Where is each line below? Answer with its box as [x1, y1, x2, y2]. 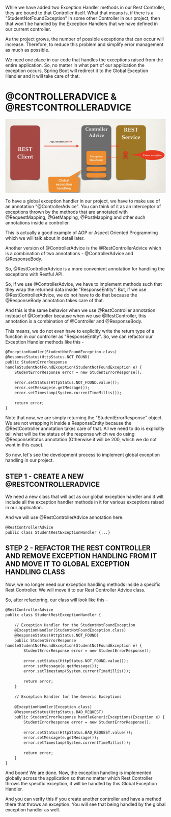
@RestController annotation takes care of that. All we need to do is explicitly [5, 425, 165, 432]
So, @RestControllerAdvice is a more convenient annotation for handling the [5, 266, 165, 272]
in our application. [5, 505, 43, 511]
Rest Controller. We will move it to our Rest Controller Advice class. [5, 586, 146, 593]
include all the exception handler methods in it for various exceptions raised [5, 499, 164, 505]
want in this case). [5, 442, 44, 448]
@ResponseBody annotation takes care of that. [5, 298, 104, 304]
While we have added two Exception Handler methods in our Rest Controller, [5, 5, 166, 10]
